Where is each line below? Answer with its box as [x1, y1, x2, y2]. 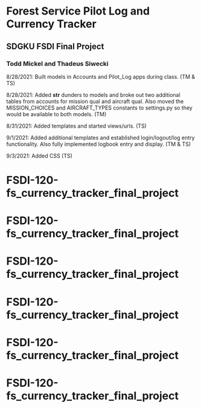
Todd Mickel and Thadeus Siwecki [6, 59, 109, 68]
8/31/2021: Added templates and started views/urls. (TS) [6, 122, 147, 130]
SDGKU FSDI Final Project [6, 41, 104, 51]
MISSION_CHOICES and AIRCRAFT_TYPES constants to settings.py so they [6, 104, 193, 111]
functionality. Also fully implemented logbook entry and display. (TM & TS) [6, 140, 191, 148]
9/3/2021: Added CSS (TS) [6, 152, 72, 159]
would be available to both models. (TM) [6, 110, 107, 117]
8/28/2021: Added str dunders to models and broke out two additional [6, 91, 180, 98]
